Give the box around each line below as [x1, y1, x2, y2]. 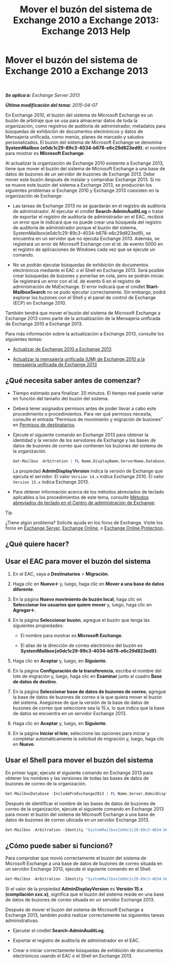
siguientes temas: [5, 336, 42, 342]
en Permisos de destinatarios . [12, 422, 76, 428]
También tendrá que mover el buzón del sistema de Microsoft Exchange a [5, 309, 161, 316]
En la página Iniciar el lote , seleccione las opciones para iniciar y [12, 730, 150, 736]
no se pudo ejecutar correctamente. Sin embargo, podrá [47, 289, 166, 295]
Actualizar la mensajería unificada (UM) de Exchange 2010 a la [12, 356, 145, 362]
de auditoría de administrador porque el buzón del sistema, [12, 224, 138, 230]
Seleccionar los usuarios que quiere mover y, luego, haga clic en [12, 601, 152, 607]
